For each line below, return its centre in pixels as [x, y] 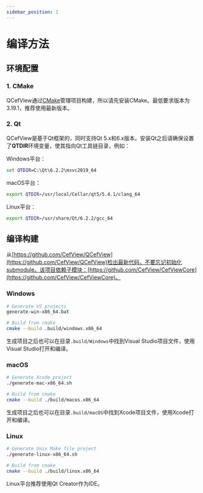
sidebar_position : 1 [33, 12]
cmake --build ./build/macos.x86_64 [53, 400]
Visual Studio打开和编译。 [39, 349]
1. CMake [20, 86]
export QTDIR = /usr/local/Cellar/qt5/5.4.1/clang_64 [73, 194]
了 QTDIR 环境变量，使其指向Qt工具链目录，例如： [68, 146]
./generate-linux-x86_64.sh [42, 455]
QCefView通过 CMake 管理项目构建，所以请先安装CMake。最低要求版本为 [98, 100]
